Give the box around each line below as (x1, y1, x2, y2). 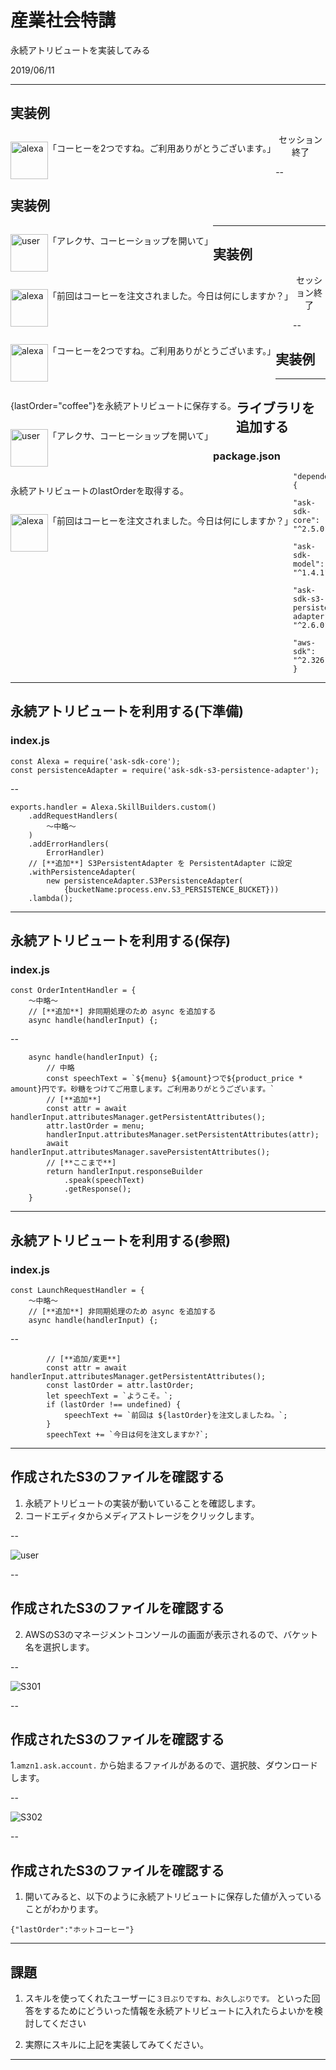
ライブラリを (235, 399, 315, 416)
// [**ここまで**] (46, 1158, 117, 1168)
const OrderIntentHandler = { (10, 986, 137, 996)
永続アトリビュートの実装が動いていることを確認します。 (24, 1497, 261, 1509)
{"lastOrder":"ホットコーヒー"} (10, 1925, 135, 1935)
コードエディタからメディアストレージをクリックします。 (24, 1509, 260, 1521)
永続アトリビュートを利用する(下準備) (10, 703, 244, 720)
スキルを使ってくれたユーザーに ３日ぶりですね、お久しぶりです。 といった (24, 1992, 312, 2004)
